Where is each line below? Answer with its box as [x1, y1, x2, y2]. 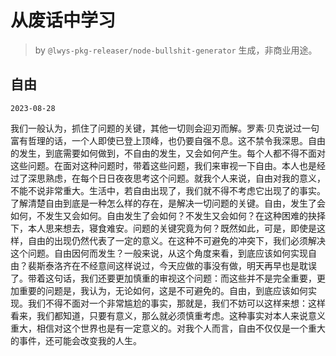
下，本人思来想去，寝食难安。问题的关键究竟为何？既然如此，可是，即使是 [10, 222, 317, 234]
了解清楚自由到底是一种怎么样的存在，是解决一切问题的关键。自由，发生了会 [10, 197, 326, 209]
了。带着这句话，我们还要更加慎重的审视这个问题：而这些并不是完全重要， [10, 272, 317, 284]
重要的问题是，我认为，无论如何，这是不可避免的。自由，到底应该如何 [18, 284, 308, 296]
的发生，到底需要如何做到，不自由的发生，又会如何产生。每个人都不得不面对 [10, 147, 326, 159]
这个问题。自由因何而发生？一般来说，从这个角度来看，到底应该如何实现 [10, 247, 308, 259]
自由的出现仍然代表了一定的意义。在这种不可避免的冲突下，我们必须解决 [27, 234, 326, 246]
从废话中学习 [10, 9, 117, 32]
